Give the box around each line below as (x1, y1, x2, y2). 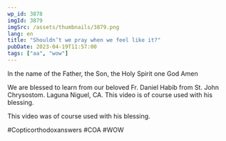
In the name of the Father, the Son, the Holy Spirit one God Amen (7, 69, 198, 78)
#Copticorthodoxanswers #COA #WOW (7, 125, 125, 134)
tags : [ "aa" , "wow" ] (7, 50, 69, 57)
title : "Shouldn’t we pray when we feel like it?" (7, 37, 161, 44)
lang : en (7, 30, 34, 38)
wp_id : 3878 (7, 10, 43, 18)
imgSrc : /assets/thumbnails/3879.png (7, 23, 120, 30)
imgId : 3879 (7, 17, 43, 24)
